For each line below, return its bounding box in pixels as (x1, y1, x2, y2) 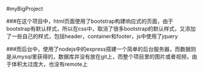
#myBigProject (6, 5, 44, 12)
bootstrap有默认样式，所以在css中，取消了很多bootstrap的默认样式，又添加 (6, 25, 196, 32)
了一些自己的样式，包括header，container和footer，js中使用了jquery (6, 33, 178, 40)
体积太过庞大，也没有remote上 (11, 60, 88, 68)
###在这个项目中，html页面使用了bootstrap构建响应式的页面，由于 (6, 17, 174, 25)
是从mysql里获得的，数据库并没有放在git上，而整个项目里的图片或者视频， (6, 53, 192, 60)
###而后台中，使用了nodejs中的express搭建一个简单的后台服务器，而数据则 (6, 45, 196, 52)
